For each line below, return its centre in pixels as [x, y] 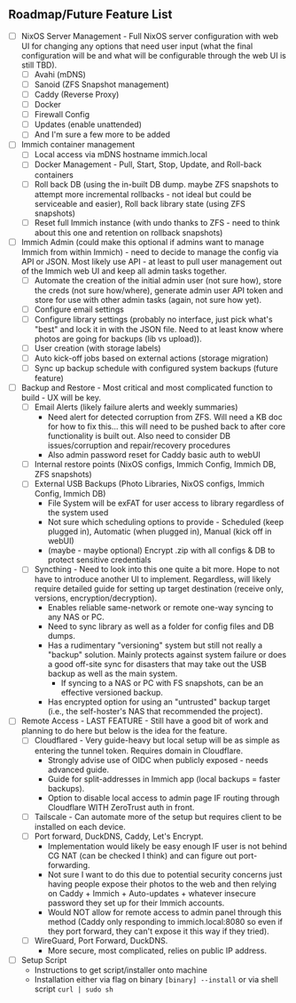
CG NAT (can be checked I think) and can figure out [142, 856]
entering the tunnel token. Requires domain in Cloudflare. [139, 751]
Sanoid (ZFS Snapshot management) [101, 84]
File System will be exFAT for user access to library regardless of [166, 503]
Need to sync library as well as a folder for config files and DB [161, 626]
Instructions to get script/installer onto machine [121, 970]
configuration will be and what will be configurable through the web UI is [154, 55]
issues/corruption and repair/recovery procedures [139, 446]
